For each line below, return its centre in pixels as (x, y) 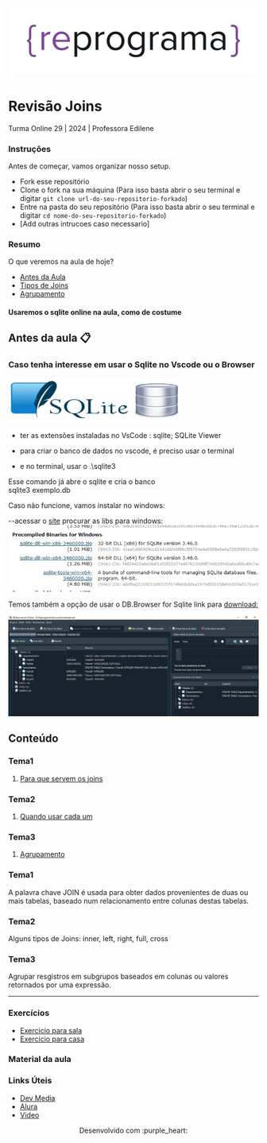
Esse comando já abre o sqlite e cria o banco (82, 481)
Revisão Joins (55, 107)
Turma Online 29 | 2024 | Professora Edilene (81, 128)
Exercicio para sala (50, 1030)
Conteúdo (33, 739)
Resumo (25, 245)
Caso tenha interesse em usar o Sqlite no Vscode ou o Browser (132, 365)
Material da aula (40, 1060)
